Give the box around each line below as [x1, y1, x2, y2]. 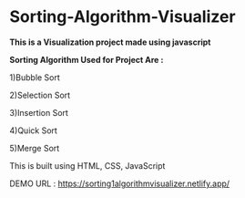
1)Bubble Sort [9, 71, 61, 83]
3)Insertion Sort [9, 107, 68, 118]
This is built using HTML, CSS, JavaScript [9, 160, 166, 171]
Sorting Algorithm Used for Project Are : [9, 54, 164, 65]
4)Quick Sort [9, 125, 57, 136]
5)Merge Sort [9, 142, 60, 153]
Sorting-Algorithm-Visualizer [9, 6, 236, 27]
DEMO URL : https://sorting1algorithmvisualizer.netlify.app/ [9, 178, 230, 189]
